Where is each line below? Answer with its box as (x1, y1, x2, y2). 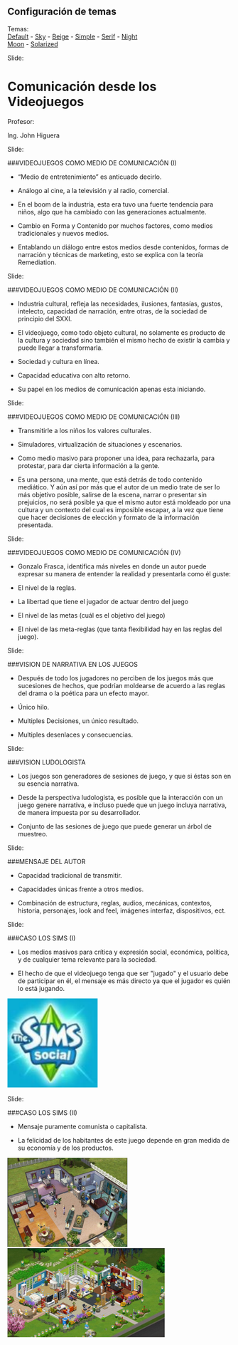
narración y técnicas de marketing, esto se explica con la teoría (17, 250, 204, 259)
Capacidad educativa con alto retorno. (17, 370, 131, 380)
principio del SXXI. (17, 314, 72, 323)
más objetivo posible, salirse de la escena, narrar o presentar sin (17, 490, 207, 499)
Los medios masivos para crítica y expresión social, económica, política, (17, 947, 229, 956)
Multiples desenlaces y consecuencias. (17, 730, 134, 739)
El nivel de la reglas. (17, 583, 77, 592)
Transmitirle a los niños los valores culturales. (17, 426, 151, 435)
